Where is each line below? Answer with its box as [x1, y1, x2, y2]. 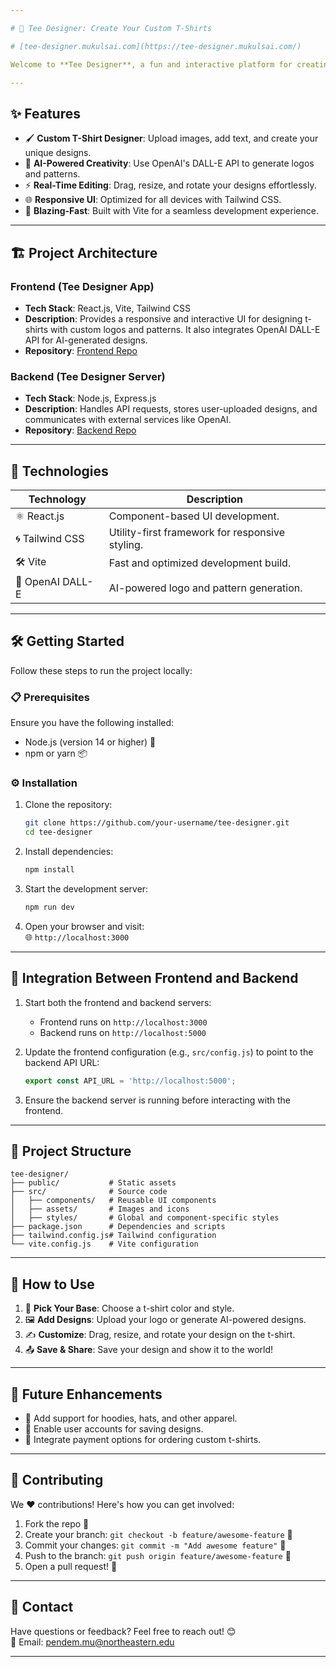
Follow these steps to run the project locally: [10, 664, 193, 676]
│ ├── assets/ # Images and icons [10, 1204, 190, 1215]
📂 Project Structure [10, 1142, 132, 1160]
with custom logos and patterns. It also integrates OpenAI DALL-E [50, 323, 321, 335]
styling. [108, 537, 144, 551]
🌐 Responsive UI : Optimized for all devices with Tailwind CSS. [24, 194, 282, 206]
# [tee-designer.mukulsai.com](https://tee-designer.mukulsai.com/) [10, 41, 302, 51]
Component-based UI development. [108, 509, 280, 523]
